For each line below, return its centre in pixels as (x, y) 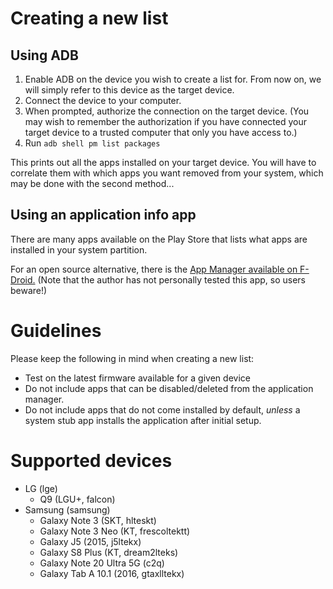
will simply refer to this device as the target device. (129, 90)
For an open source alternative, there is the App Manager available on (154, 269)
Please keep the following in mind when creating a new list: (132, 358)
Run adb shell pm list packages (92, 143)
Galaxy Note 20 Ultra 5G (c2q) (102, 563)
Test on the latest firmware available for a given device (137, 378)
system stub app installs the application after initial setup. (143, 420)
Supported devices (91, 460)
